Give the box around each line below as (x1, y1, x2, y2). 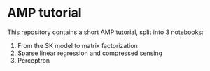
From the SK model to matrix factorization (17, 41, 138, 49)
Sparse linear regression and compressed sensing (17, 49, 163, 57)
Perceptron (17, 56, 50, 64)
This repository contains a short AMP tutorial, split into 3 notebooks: (7, 28, 204, 36)
